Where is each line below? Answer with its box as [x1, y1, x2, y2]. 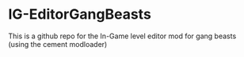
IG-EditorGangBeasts [8, 5, 152, 23]
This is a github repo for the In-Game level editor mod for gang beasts [8, 31, 237, 41]
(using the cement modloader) [8, 39, 108, 48]
